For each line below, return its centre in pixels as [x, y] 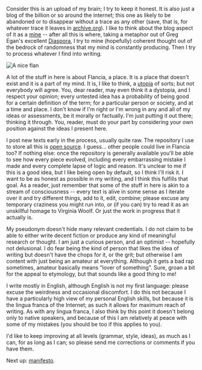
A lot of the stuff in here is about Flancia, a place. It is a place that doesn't [98, 77]
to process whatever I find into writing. [54, 54]
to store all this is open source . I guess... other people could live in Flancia [98, 147]
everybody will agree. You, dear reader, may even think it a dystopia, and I [98, 90]
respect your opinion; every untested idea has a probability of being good [98, 96]
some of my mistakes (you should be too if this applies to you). [84, 324]
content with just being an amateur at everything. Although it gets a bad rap [100, 261]
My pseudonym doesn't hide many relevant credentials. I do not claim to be [100, 229]
